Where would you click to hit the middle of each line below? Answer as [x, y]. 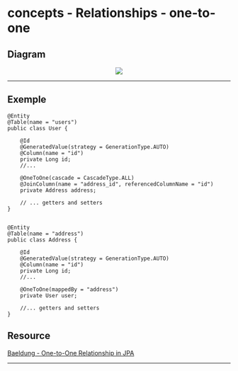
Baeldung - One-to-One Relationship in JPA [71, 353]
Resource [29, 336]
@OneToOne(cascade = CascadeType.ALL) [77, 178]
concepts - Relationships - [87, 13]
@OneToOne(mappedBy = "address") [69, 289]
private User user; [49, 295]
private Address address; [58, 190]
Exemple [27, 99]
